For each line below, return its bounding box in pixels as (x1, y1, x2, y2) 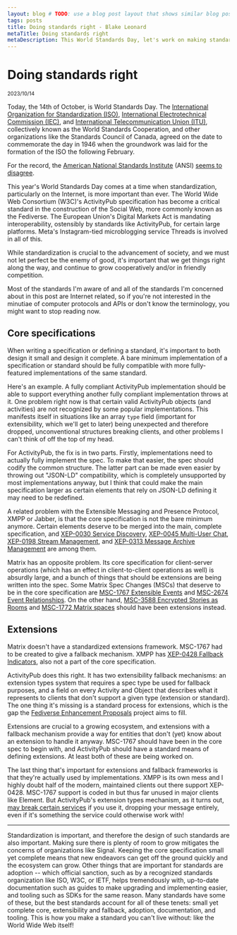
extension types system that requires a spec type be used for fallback (7, 678, 210, 687)
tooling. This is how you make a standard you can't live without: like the (7, 913, 215, 922)
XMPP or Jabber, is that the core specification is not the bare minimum (7, 514, 213, 522)
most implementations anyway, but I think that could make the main (7, 478, 203, 487)
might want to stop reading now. (7, 307, 101, 316)
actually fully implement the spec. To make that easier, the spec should (7, 456, 214, 464)
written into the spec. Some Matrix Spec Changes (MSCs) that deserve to (7, 580, 221, 589)
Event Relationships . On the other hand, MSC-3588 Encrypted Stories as (7, 595, 219, 604)
